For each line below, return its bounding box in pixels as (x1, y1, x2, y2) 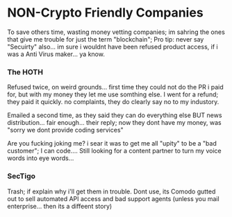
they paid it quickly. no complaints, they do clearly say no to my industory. (7, 98, 219, 106)
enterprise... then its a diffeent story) (7, 202, 113, 210)
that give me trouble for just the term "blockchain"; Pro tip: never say (7, 35, 204, 43)
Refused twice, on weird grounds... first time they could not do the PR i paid (7, 83, 224, 92)
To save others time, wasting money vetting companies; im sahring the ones (7, 28, 226, 36)
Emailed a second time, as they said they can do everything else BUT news (7, 111, 222, 119)
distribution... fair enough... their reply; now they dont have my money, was (7, 119, 222, 127)
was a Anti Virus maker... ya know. (7, 50, 106, 58)
